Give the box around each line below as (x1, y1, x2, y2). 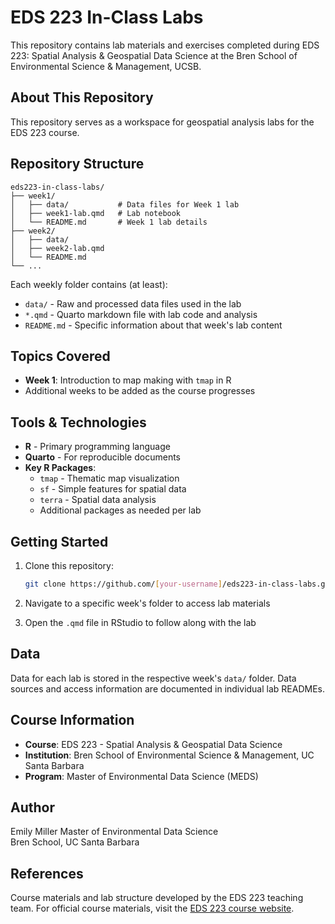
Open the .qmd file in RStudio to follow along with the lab (24, 616, 257, 628)
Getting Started (10, 533, 109, 550)
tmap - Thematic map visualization (39, 472, 180, 485)
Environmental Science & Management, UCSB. (10, 60, 202, 72)
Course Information (10, 712, 135, 729)
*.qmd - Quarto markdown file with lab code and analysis (24, 308, 258, 320)
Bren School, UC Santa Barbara (10, 836, 140, 848)
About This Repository (10, 89, 154, 106)
